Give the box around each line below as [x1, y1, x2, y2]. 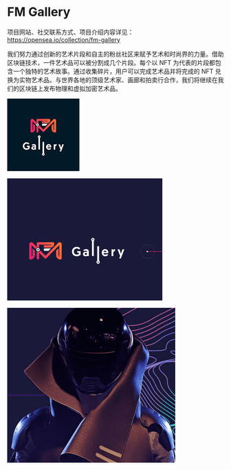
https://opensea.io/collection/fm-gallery [7, 35, 120, 43]
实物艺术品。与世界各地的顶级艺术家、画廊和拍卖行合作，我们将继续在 [19, 75, 218, 84]
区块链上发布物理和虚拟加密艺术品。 [19, 84, 122, 92]
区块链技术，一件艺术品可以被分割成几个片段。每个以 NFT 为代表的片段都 [7, 58, 215, 66]
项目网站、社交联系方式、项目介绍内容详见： [7, 28, 134, 36]
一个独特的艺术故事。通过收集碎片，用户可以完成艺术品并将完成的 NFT [12, 67, 214, 75]
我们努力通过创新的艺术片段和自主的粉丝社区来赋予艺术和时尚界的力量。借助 [7, 50, 224, 58]
